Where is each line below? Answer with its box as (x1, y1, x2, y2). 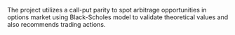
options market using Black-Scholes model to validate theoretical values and (7, 13, 229, 21)
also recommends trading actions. (7, 21, 106, 28)
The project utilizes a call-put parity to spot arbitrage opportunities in (7, 6, 207, 14)
